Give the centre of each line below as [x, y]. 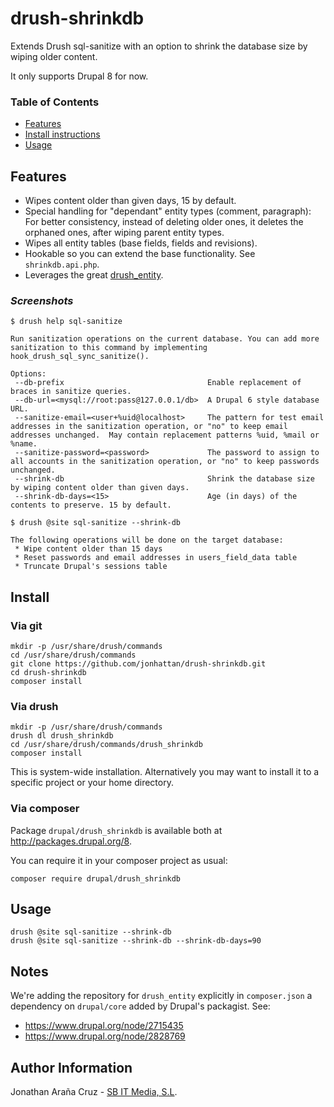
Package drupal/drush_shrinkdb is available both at [116, 830]
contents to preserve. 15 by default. [91, 505]
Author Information [71, 1067]
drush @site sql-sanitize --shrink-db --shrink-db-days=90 [136, 941]
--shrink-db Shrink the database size [164, 479]
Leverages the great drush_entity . [94, 275]
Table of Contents [55, 102]
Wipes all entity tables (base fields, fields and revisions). [141, 243]
